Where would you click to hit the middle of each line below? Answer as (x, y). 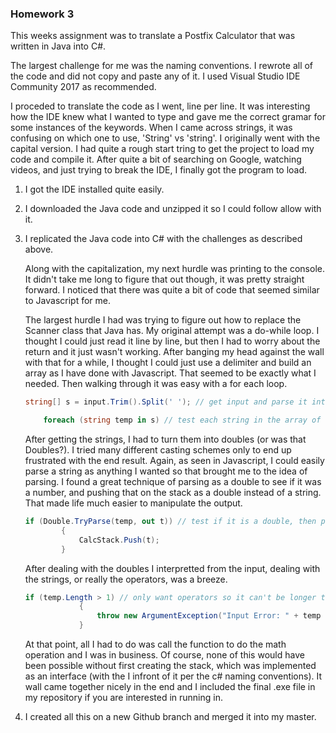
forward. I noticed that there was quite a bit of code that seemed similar (172, 290)
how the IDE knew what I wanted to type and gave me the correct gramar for (168, 117)
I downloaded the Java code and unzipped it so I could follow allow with (173, 209)
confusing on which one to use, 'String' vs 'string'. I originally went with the (165, 138)
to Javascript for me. (67, 301)
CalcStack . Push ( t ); (119, 540)
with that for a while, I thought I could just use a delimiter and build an (168, 363)
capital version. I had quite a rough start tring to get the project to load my (162, 149)
